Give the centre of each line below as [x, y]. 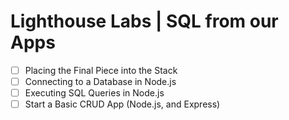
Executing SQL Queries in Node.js [94, 93]
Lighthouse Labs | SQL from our [144, 21]
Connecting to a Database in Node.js [100, 81]
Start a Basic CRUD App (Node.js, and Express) [122, 104]
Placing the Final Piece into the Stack [101, 70]
